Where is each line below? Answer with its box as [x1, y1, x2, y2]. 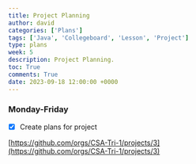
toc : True [8, 63, 41, 71]
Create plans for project [19, 122, 97, 132]
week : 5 [8, 48, 34, 56]
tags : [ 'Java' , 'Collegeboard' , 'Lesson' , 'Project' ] [8, 33, 190, 42]
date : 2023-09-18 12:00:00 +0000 [8, 78, 119, 86]
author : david [8, 19, 55, 27]
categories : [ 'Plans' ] [8, 26, 83, 34]
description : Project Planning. [8, 56, 115, 64]
